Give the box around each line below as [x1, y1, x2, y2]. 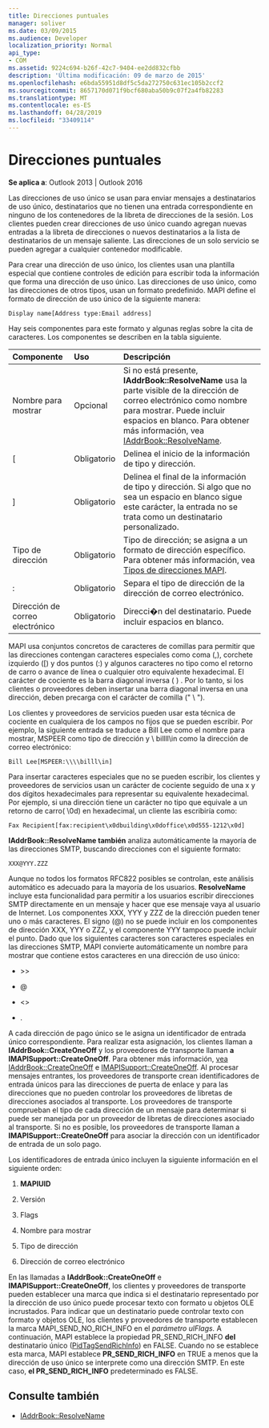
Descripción [122, 351, 171, 362]
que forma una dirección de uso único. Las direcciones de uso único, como [8, 276, 257, 286]
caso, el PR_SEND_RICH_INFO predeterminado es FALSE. [8, 1366, 199, 1376]
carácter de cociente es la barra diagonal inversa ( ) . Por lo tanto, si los [8, 675, 244, 685]
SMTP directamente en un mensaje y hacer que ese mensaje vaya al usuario [8, 899, 261, 908]
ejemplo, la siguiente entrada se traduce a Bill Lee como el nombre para [8, 724, 246, 735]
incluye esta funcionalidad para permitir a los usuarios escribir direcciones [8, 891, 255, 900]
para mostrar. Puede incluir [122, 405, 226, 416]
